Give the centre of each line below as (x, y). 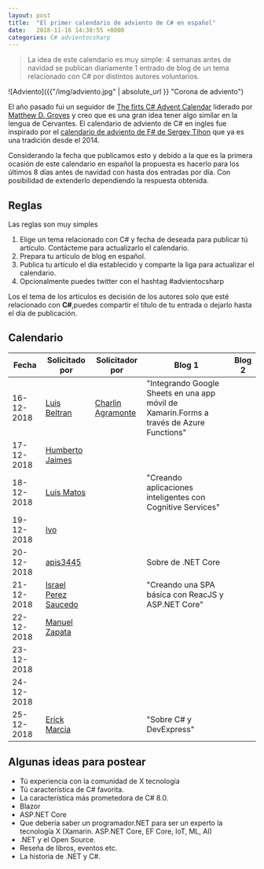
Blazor (30, 806)
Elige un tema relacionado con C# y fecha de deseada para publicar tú (134, 240)
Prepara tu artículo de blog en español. (82, 256)
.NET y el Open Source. (57, 839)
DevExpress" (170, 729)
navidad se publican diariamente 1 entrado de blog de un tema (128, 68)
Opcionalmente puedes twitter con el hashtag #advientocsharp (122, 282)
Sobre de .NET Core (183, 562)
